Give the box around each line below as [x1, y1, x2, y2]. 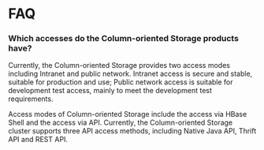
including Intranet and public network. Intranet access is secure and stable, [8, 69, 253, 79]
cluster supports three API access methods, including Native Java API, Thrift [8, 126, 257, 136]
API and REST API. [8, 135, 69, 144]
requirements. [8, 94, 54, 103]
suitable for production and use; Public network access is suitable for [8, 77, 234, 87]
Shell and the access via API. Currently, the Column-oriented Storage [8, 118, 233, 127]
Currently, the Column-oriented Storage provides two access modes [8, 61, 231, 70]
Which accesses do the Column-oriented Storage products [8, 33, 239, 44]
